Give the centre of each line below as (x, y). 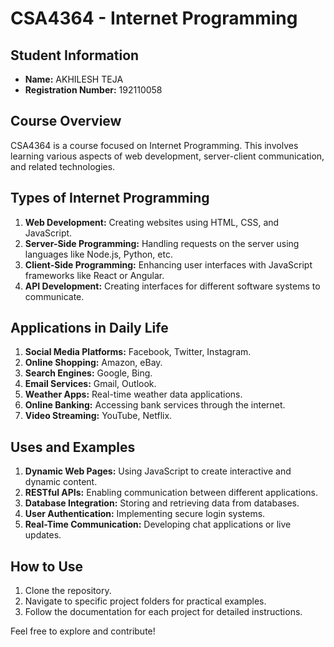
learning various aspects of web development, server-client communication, (167, 156)
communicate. (54, 296)
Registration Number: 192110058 (93, 90)
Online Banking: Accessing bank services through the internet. (155, 405)
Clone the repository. (68, 591)
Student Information (75, 55)
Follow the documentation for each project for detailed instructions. (163, 612)
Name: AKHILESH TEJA (74, 79)
